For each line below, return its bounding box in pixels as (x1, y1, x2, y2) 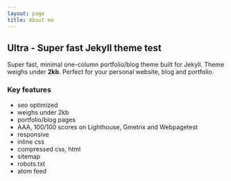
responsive (17, 130, 50, 138)
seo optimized (17, 101, 58, 109)
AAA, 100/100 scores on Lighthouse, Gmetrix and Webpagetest (17, 122, 198, 131)
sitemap (17, 152, 40, 160)
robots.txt (17, 160, 46, 168)
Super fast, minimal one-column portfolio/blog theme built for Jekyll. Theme (7, 60, 225, 69)
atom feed (17, 166, 47, 175)
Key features (7, 85, 52, 95)
